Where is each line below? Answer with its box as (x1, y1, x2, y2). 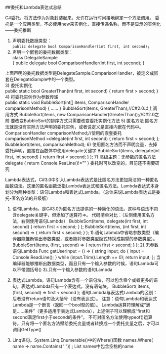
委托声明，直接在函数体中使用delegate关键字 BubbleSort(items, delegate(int (5, 148, 160, 153)
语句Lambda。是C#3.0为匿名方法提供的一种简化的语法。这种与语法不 (12, 206, 154, 212)
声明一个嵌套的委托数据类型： (12, 49, 73, 55)
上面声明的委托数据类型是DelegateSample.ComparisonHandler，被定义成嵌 (5, 70, 159, 76)
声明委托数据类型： (12, 38, 52, 44)
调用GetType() (12, 327, 42, 332)
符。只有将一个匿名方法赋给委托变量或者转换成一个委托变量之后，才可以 (12, 320, 160, 326)
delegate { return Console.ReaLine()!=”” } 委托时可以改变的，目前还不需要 (5, 160, 156, 166)
